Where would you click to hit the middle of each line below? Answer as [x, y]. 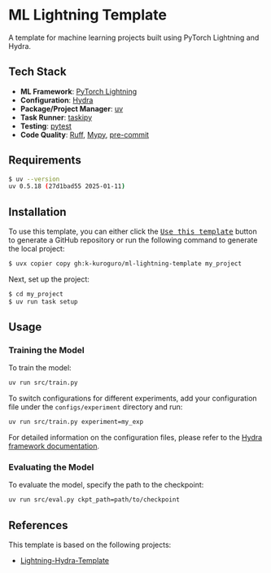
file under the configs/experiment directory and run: [96, 407]
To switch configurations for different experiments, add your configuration [133, 398]
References [38, 525]
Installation [37, 212]
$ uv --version [34, 179]
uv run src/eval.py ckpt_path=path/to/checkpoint [94, 500]
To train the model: [40, 368]
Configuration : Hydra [57, 100]
